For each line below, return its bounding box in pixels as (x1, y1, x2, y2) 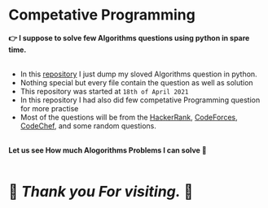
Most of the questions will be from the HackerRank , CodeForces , (20, 112, 238, 122)
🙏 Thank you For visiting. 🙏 (8, 183, 194, 201)
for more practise (20, 103, 79, 113)
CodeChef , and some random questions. (20, 120, 157, 131)
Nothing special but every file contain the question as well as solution (20, 77, 254, 87)
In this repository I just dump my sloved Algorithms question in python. (20, 69, 258, 79)
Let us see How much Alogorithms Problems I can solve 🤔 (8, 145, 207, 155)
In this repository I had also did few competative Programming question (20, 95, 261, 105)
